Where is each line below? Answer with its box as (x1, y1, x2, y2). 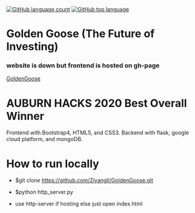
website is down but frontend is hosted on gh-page (6, 61, 160, 70)
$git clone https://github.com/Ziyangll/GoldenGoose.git (15, 177, 153, 184)
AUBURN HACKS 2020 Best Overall (6, 96, 187, 110)
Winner (6, 109, 44, 123)
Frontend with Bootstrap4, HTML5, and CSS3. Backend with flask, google (6, 129, 190, 136)
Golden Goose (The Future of (6, 27, 155, 41)
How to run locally (6, 157, 99, 171)
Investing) (6, 40, 59, 54)
